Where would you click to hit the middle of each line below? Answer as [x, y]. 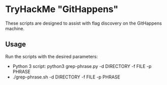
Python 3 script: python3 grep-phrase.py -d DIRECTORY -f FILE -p [82, 66]
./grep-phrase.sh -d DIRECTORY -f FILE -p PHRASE [66, 77]
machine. [15, 28]
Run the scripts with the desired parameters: [52, 56]
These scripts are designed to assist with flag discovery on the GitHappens [83, 23]
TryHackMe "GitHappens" [62, 9]
